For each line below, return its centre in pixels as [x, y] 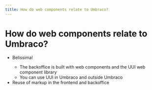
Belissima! [23, 57]
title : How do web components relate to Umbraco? [57, 9]
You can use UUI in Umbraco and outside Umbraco [71, 77]
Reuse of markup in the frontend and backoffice [61, 82]
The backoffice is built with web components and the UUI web [82, 67]
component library [38, 72]
